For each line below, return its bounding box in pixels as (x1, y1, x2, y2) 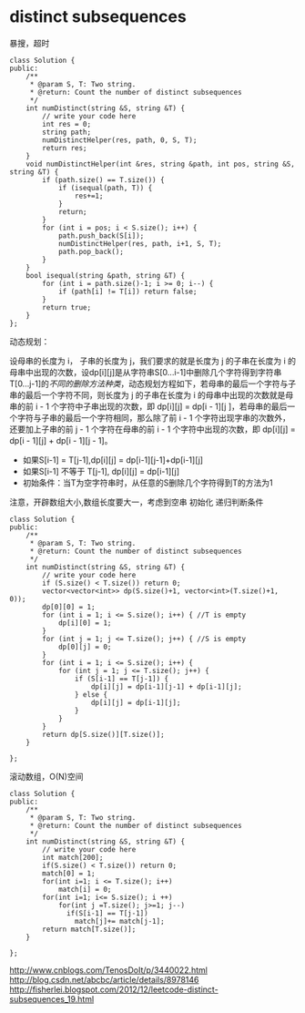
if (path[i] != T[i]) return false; (57, 287, 198, 296)
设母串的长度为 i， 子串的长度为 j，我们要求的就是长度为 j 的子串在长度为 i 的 (9, 355, 297, 366)
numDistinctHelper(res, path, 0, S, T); (42, 135, 198, 145)
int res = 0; (42, 119, 92, 128)
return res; (42, 143, 88, 152)
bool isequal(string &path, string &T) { (25, 271, 185, 280)
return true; (42, 302, 92, 312)
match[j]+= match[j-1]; (74, 916, 166, 926)
